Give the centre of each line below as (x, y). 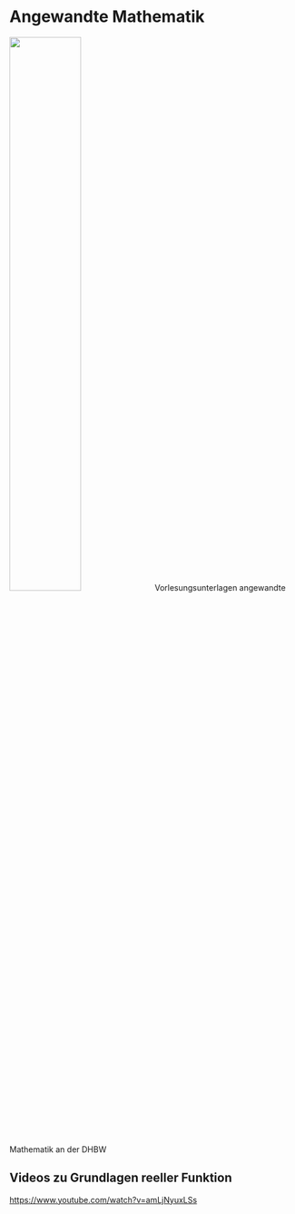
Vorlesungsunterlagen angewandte (220, 587)
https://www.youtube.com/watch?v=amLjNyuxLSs (103, 1199)
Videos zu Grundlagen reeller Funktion (121, 1178)
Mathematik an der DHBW (58, 1149)
